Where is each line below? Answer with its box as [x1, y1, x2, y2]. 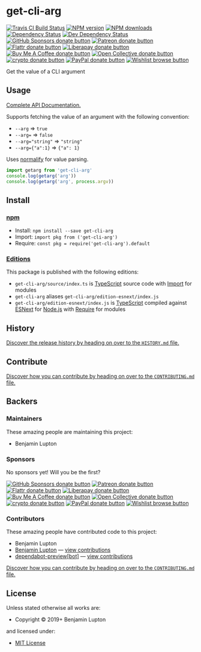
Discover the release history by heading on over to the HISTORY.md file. [6, 339, 179, 346]
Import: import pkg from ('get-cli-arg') [14, 233, 118, 240]
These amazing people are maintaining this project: [6, 428, 133, 435]
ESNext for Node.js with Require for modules [14, 306, 126, 313]
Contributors [6, 514, 45, 522]
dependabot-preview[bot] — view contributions [14, 553, 133, 560]
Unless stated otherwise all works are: [6, 604, 101, 612]
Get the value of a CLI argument [6, 67, 85, 75]
